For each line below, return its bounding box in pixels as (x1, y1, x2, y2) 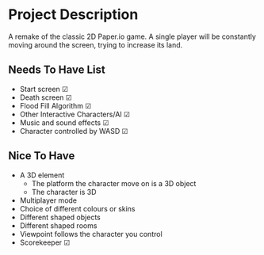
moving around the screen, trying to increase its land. (8, 40, 183, 49)
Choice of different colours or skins (19, 204, 136, 213)
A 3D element (19, 170, 65, 180)
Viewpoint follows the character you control (19, 229, 163, 238)
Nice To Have (8, 149, 75, 163)
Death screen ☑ (19, 93, 73, 102)
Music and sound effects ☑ (19, 117, 109, 127)
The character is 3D (31, 187, 97, 196)
